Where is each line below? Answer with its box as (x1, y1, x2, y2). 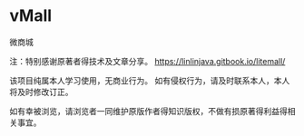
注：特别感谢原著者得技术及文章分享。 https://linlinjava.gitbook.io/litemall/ (9, 55, 286, 66)
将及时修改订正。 (9, 86, 74, 97)
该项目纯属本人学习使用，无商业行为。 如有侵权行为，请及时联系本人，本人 (9, 74, 290, 86)
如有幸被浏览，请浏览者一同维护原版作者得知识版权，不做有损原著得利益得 (9, 105, 288, 116)
